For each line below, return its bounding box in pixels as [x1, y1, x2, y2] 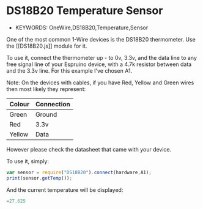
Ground [35, 110, 57, 119]
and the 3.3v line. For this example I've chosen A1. [6, 67, 133, 74]
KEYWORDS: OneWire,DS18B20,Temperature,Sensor [15, 24, 149, 31]
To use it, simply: [6, 157, 49, 165]
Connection [35, 100, 70, 108]
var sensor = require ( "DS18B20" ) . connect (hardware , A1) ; [6, 169, 152, 175]
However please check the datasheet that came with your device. [6, 145, 172, 153]
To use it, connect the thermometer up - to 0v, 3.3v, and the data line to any [6, 54, 197, 61]
